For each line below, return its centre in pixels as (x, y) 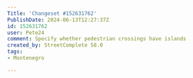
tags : (15, 52)
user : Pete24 (26, 32)
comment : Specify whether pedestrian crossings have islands (97, 39)
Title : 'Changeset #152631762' (52, 13)
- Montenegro (26, 58)
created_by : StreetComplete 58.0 (55, 45)
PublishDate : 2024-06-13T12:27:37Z (58, 20)
